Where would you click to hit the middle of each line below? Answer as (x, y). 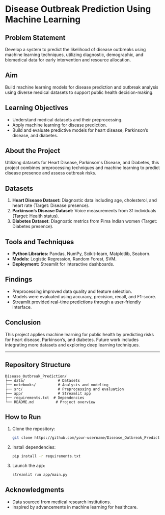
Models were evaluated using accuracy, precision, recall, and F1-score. (84, 296)
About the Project (33, 151)
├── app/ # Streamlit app (48, 393)
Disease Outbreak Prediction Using (78, 9)
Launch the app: (29, 466)
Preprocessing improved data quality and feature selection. (72, 291)
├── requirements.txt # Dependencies (45, 398)
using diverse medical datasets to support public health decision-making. (79, 92)
